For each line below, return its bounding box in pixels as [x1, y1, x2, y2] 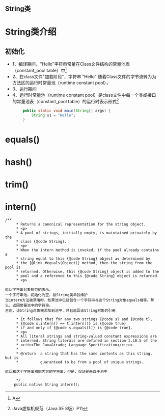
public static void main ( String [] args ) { [23, 108, 111, 113]
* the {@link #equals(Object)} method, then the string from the [16, 260, 153, 265]
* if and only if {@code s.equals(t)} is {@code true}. [16, 325, 133, 330]
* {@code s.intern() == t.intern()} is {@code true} [16, 321, 126, 326]
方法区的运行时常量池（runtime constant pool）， [12, 80, 111, 86]
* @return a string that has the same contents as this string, [16, 351, 153, 356]
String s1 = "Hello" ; [31, 112, 76, 118]
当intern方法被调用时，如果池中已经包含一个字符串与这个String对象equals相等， [5, 298, 151, 303]
